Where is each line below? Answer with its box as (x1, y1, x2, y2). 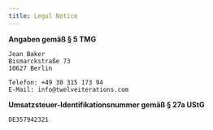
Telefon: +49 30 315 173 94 (8, 78, 104, 86)
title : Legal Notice (8, 11, 79, 20)
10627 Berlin (8, 64, 53, 72)
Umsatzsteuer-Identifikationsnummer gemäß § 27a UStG (8, 99, 205, 110)
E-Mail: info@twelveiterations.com (8, 85, 129, 93)
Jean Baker (8, 50, 46, 58)
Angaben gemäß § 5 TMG (8, 34, 97, 44)
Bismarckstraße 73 (8, 57, 71, 65)
